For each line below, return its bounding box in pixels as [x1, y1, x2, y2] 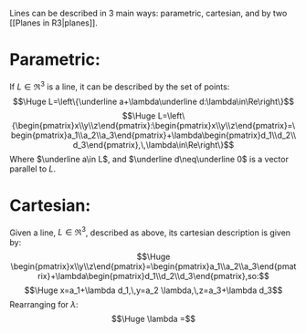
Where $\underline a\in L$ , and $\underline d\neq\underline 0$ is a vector [9, 153, 290, 164]
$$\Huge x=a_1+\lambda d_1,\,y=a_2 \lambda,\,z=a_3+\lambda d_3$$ [24, 285, 283, 296]
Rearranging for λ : [9, 299, 79, 310]
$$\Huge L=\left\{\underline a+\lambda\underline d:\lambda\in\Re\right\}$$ [12, 96, 295, 107]
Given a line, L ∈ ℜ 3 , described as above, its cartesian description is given [9, 225, 290, 238]
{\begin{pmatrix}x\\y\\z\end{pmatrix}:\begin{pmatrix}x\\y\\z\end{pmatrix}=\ [12, 120, 295, 130]
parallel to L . [9, 163, 57, 174]
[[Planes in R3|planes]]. [9, 17, 98, 28]
